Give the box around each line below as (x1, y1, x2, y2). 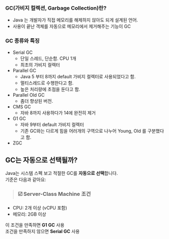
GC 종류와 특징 (5, 37, 40, 44)
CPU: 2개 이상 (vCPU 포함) (12, 204, 67, 211)
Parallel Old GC (12, 92, 45, 98)
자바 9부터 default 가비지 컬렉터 (20, 121, 84, 128)
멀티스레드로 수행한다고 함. (20, 80, 74, 86)
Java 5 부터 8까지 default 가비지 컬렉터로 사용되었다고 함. (20, 73, 136, 79)
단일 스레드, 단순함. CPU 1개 (20, 55, 76, 62)
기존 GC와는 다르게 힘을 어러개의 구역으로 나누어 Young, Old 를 (20, 128, 147, 134)
